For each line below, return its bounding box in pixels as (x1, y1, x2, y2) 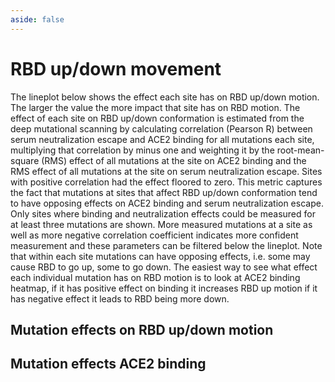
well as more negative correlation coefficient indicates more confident (10, 229, 299, 241)
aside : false (10, 14, 65, 25)
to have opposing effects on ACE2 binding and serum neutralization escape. (10, 197, 324, 209)
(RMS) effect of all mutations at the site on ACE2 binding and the (41, 154, 307, 166)
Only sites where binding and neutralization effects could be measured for (10, 207, 316, 220)
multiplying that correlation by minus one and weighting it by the (10, 144, 275, 156)
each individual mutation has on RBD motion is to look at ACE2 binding (10, 271, 301, 283)
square (10, 154, 40, 166)
